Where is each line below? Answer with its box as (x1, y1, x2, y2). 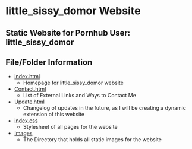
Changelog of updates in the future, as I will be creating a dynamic (23, 104, 187, 112)
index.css (14, 117, 38, 124)
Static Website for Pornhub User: (5, 28, 131, 38)
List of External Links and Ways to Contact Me (23, 92, 136, 99)
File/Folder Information (5, 57, 93, 67)
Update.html (14, 98, 45, 105)
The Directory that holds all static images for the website (23, 136, 162, 143)
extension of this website (23, 111, 85, 118)
